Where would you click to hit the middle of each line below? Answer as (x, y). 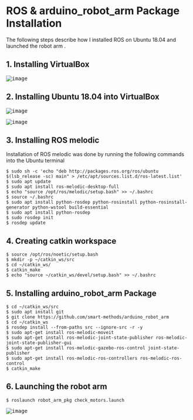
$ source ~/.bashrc (30, 197)
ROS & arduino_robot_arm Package (93, 11)
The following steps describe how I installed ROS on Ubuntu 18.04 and (91, 39)
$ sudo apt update (28, 182)
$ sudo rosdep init (30, 218)
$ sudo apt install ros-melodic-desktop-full (62, 187)
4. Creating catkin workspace (61, 241)
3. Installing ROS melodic (53, 140)
